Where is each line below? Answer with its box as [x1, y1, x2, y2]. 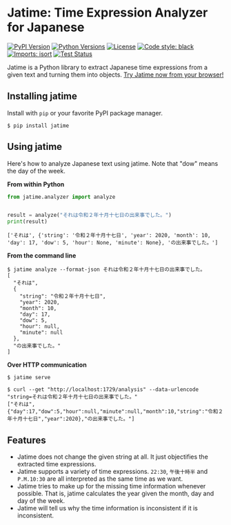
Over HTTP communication [7, 361, 88, 369]
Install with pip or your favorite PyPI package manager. [7, 108, 163, 117]
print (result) [7, 218, 48, 225]
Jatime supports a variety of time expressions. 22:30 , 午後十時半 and [17, 468, 208, 475]
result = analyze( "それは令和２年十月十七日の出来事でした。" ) [7, 212, 172, 219]
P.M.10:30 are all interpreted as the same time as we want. [17, 475, 183, 483]
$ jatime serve [7, 374, 51, 381]
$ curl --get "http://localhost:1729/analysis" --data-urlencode [7, 386, 199, 393]
